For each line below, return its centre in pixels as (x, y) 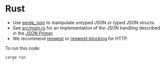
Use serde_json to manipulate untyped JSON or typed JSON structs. (84, 22)
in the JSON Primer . (33, 33)
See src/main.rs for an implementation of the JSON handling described (86, 27)
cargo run (16, 57)
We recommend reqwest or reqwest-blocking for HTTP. (70, 38)
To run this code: (23, 48)
